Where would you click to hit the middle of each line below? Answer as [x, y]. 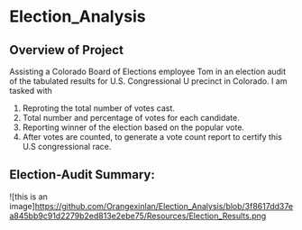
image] [23, 206]
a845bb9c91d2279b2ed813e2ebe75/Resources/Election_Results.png [138, 216]
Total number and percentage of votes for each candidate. [131, 118]
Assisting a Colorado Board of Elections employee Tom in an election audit [148, 71]
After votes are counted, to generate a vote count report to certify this [152, 137]
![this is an [28, 197]
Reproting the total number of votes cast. [99, 108]
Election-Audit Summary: [82, 175]
